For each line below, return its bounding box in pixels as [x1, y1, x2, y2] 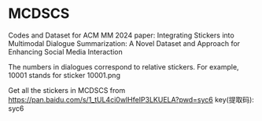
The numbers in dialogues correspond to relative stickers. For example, [8, 62, 239, 71]
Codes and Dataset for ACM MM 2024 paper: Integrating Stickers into [8, 30, 234, 40]
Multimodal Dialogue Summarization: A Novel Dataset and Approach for [8, 38, 241, 48]
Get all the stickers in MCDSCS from [8, 85, 126, 94]
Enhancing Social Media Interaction [8, 47, 124, 56]
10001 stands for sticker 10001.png [8, 70, 120, 80]
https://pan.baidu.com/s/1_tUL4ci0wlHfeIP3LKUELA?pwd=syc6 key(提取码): [8, 94, 254, 104]
